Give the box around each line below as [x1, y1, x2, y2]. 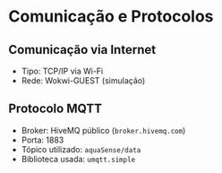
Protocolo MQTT [8, 101, 102, 117]
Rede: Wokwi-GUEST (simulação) [21, 75, 146, 86]
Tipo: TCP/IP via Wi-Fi [21, 65, 104, 76]
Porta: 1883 [21, 134, 64, 145]
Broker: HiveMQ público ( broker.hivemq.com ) [21, 125, 186, 135]
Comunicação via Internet [8, 42, 157, 57]
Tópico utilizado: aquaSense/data [21, 143, 141, 154]
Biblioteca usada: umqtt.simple [21, 153, 136, 164]
